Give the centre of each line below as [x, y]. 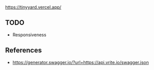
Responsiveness [29, 35]
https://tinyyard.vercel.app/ [33, 7]
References [23, 50]
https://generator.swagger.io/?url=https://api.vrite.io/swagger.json [80, 62]
